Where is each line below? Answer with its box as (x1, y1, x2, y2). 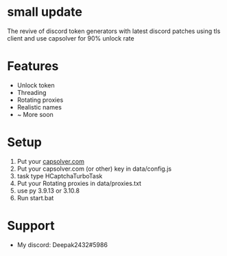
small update (7, 4, 82, 20)
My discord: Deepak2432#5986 (16, 240, 108, 248)
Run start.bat (16, 193, 54, 202)
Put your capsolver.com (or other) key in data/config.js (16, 164, 172, 173)
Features (7, 58, 59, 74)
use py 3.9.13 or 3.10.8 (16, 186, 80, 195)
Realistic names (16, 103, 62, 111)
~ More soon (16, 110, 53, 118)
